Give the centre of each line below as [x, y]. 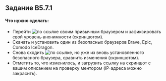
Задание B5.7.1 [29, 8]
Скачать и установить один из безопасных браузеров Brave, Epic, [82, 42]
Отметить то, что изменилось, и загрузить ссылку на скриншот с [82, 63]
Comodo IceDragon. [33, 47]
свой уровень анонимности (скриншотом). [58, 37]
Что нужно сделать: [27, 20]
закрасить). [25, 73]
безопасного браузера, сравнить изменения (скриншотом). [76, 57]
